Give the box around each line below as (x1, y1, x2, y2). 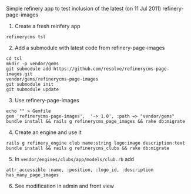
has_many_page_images (6, 172, 59, 178)
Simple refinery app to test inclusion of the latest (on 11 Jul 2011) (6, 5, 162, 12)
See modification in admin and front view (14, 182, 115, 189)
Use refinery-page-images (14, 97, 79, 103)
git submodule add (6, 66, 51, 72)
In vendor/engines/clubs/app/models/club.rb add (14, 156, 134, 162)
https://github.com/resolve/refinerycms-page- (53, 66, 169, 72)
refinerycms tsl (6, 34, 46, 40)
